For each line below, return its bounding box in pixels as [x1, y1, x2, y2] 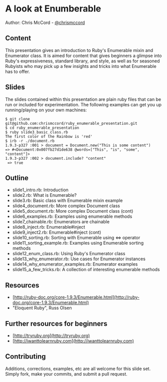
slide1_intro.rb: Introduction [12, 187, 69, 193]
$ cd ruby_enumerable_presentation [5, 125, 79, 130]
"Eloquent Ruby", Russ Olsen [12, 305, 72, 311]
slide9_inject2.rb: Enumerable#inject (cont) [12, 229, 101, 235]
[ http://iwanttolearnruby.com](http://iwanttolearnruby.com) [12, 338, 134, 344]
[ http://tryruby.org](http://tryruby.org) [12, 333, 90, 339]
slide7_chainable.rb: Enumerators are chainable [12, 219, 110, 225]
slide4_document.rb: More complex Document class [12, 203, 120, 209]
